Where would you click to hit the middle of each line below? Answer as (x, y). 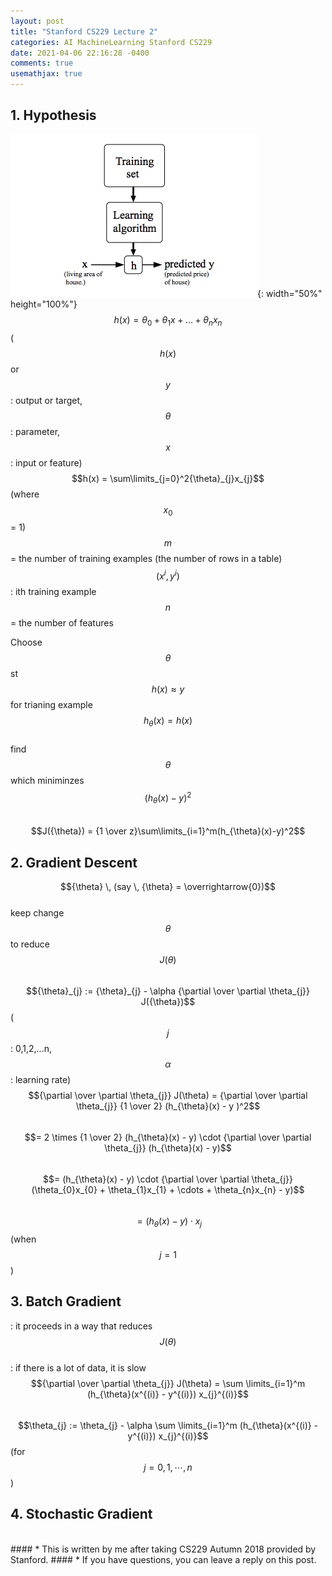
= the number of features (62, 623)
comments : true (42, 63)
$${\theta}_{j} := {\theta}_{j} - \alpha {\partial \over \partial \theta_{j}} (168, 991)
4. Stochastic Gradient (81, 1514)
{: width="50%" (290, 293)
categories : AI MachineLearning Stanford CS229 (111, 42)
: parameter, (35, 431)
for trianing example (51, 705)
